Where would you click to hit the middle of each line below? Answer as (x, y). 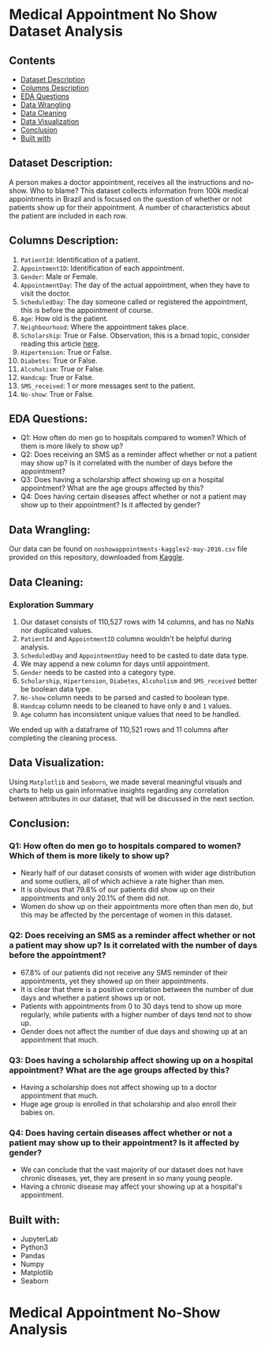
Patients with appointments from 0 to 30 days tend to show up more (131, 1006)
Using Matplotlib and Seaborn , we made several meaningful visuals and (125, 782)
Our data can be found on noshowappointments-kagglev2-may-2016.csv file (128, 549)
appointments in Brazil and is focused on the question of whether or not (126, 198)
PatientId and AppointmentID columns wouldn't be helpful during (126, 639)
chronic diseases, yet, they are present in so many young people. (127, 1178)
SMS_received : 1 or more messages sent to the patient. (108, 386)
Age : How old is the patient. (64, 319)
